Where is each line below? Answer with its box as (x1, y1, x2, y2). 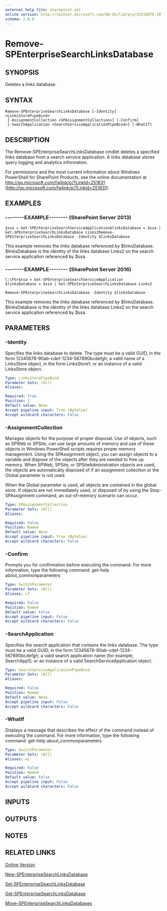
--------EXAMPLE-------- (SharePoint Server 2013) (5, 214, 132, 221)
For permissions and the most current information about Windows (5, 169, 140, 175)
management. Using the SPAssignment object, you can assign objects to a (5, 451, 158, 457)
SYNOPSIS (5, 68, 39, 77)
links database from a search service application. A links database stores (5, 154, 155, 160)
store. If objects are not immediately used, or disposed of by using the (5, 487, 149, 493)
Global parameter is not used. (5, 472, 66, 478)
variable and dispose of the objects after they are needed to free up (5, 456, 144, 462)
